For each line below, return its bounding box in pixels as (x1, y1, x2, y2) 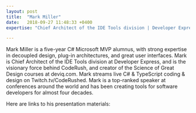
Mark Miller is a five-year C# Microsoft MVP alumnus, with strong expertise (6, 46, 187, 53)
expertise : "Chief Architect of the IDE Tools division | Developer (6, 24, 176, 31)
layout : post (6, 8, 38, 15)
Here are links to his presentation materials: (6, 100, 111, 108)
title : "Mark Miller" (6, 14, 61, 20)
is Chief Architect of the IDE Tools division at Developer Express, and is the (6, 58, 186, 65)
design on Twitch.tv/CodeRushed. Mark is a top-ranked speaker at (6, 77, 166, 84)
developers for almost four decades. (6, 89, 94, 96)
